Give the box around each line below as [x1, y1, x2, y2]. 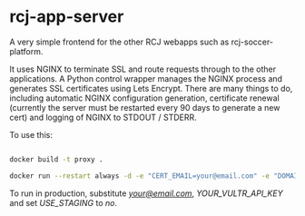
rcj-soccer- [231, 36, 274, 47]
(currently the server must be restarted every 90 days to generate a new [9, 102, 280, 113]
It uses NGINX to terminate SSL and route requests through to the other [9, 64, 277, 74]
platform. [9, 45, 44, 56]
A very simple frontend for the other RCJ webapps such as [9, 36, 230, 47]
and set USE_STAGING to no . [9, 197, 118, 208]
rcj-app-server [9, 6, 124, 27]
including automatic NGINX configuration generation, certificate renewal [9, 93, 280, 103]
